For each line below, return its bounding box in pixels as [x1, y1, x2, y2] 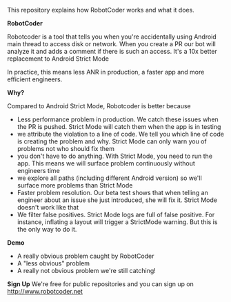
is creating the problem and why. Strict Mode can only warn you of [17, 137, 207, 145]
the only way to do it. [17, 225, 77, 233]
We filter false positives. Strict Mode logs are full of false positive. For [17, 210, 215, 219]
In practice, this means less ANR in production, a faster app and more [7, 68, 205, 76]
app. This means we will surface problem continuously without [17, 159, 195, 168]
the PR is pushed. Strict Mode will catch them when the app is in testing [17, 123, 221, 130]
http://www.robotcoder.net [7, 288, 83, 295]
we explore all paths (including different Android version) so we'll [17, 174, 202, 182]
